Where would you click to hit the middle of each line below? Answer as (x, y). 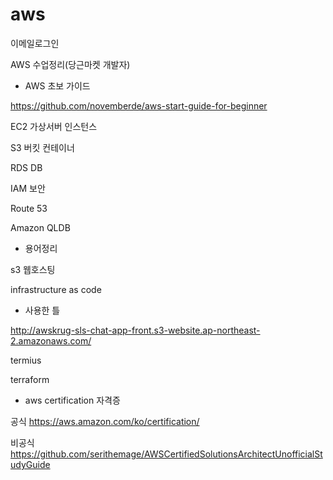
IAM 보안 (28, 188)
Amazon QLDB (40, 227)
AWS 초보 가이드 (57, 85)
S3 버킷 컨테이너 (42, 147)
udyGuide (30, 464)
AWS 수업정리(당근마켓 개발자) (70, 64)
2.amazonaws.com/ (51, 340)
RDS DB (26, 167)
